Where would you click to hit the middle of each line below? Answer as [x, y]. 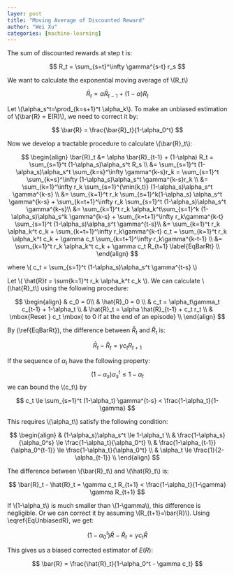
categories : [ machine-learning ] [54, 33]
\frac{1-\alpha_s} [201, 435]
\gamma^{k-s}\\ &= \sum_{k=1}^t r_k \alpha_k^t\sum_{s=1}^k [113, 209]
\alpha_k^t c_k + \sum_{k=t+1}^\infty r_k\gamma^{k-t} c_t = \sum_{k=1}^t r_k [117, 232]
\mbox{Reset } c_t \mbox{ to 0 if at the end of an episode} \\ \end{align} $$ [117, 317]
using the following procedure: [85, 288]
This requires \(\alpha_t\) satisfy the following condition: [88, 421]
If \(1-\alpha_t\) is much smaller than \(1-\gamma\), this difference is [104, 505]
